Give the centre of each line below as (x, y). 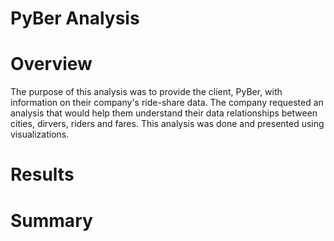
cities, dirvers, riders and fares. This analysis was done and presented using (167, 124)
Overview (51, 64)
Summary (51, 220)
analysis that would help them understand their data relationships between (164, 113)
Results (42, 174)
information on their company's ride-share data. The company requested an (167, 103)
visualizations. (40, 134)
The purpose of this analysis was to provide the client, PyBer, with (146, 92)
